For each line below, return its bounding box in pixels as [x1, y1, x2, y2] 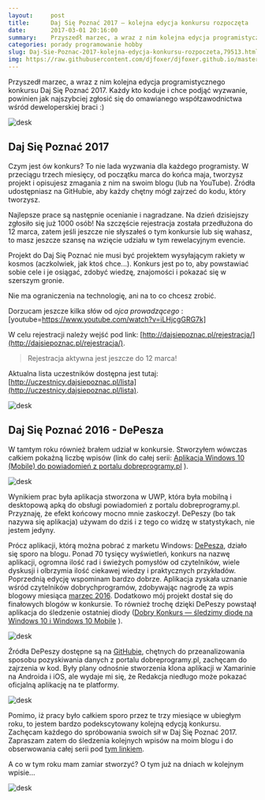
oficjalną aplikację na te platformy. [8, 679, 120, 690]
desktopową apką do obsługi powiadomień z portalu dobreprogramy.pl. [8, 500, 241, 509]
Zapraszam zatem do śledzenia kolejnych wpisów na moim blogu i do [8, 735, 234, 745]
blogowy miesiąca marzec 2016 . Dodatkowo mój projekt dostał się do [8, 590, 233, 600]
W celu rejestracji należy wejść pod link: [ [8, 329, 144, 339]
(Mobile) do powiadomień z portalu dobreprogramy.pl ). [8, 461, 189, 471]
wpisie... [8, 768, 35, 777]
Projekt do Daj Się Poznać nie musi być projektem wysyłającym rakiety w [8, 250, 245, 260]
